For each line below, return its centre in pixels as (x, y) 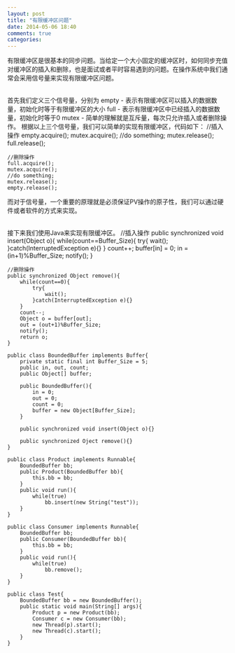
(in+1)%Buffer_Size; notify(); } (50, 255)
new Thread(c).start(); (67, 631)
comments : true (29, 33)
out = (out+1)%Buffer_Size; (60, 325)
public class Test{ (36, 595)
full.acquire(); (31, 164)
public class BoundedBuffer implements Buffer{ (78, 356)
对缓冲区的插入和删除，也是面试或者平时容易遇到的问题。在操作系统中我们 (114, 69)
